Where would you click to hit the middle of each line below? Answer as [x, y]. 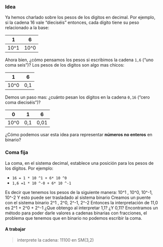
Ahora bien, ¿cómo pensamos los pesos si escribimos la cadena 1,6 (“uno [79, 60]
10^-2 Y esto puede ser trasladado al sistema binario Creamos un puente [78, 197]
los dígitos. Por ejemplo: [29, 168]
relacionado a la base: [27, 28]
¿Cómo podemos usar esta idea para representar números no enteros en [79, 135]
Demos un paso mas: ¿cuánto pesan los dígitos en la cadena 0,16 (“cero [77, 97]
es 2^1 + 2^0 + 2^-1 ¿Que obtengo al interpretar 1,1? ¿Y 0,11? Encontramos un [81, 208]
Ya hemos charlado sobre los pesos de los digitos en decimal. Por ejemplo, [80, 18]
